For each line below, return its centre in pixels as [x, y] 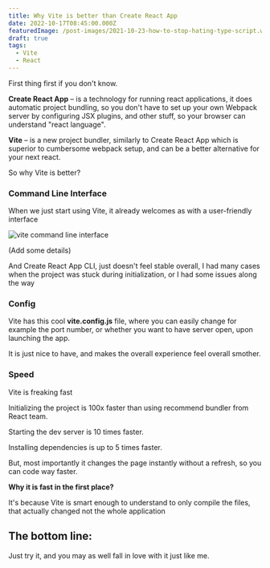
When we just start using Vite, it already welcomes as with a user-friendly [130, 211]
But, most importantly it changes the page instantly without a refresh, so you [135, 463]
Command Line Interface [57, 193]
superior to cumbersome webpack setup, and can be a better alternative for [134, 148]
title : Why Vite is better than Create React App [93, 16]
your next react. [35, 156]
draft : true [28, 38]
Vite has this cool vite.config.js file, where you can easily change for [123, 321]
